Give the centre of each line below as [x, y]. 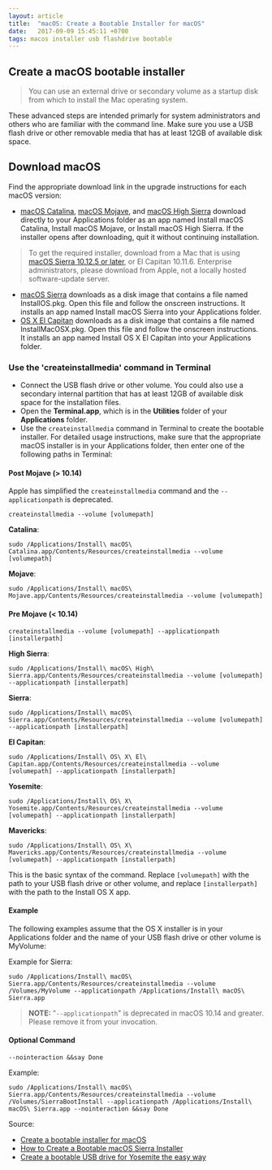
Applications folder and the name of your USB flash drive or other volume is [135, 937]
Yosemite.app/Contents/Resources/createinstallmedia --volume [116, 808]
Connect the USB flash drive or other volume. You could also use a [132, 385]
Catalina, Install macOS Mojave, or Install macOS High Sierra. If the [132, 228]
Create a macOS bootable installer [97, 71]
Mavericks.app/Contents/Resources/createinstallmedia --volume [118, 852]
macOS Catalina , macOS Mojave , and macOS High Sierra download [133, 211]
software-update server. [69, 278]
